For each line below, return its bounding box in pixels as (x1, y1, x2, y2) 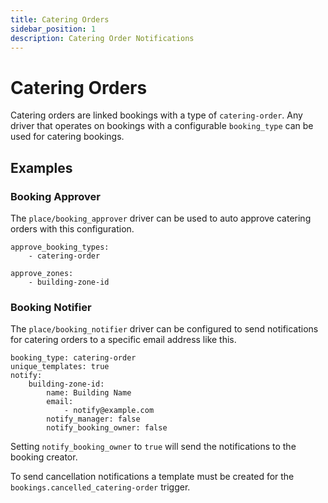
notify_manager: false (46, 414, 141, 425)
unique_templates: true (10, 362, 110, 372)
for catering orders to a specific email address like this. (10, 334, 237, 346)
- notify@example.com (63, 406, 155, 416)
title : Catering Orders (10, 14, 110, 25)
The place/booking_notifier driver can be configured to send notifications (10, 323, 319, 335)
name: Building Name (46, 388, 132, 398)
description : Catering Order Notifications (10, 33, 195, 43)
